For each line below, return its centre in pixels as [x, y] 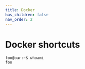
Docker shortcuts [43, 44]
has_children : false [27, 15]
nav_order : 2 [19, 19]
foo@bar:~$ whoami [25, 58]
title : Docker [20, 10]
